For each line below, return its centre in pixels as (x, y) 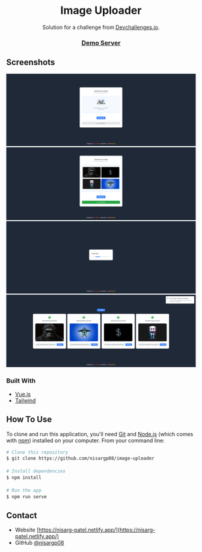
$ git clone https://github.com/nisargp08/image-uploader (80, 458)
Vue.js (23, 394)
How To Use (29, 420)
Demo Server (101, 43)
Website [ (27, 530)
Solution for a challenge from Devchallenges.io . (101, 27)
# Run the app (24, 490)
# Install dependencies (36, 471)
